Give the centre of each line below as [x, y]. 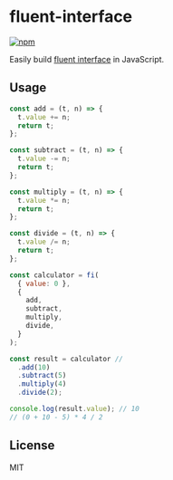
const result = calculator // [67, 359]
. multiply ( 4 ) [42, 384]
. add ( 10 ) [34, 367]
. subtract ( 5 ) [42, 376]
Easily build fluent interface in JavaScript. [87, 59]
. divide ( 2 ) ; [40, 393]
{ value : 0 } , [44, 283]
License [32, 446]
